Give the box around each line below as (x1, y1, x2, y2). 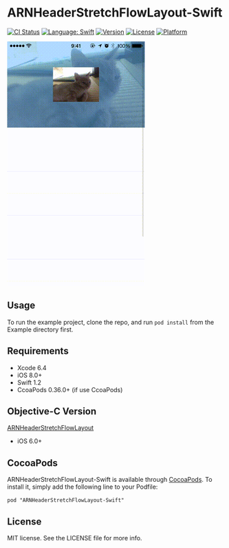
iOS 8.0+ (17, 371, 43, 379)
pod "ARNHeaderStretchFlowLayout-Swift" (7, 497, 125, 504)
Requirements (7, 345, 69, 357)
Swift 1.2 (17, 378, 42, 387)
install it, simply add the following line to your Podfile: (7, 483, 158, 491)
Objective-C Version (7, 405, 97, 417)
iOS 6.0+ (17, 437, 43, 445)
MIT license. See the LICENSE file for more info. (7, 534, 142, 542)
